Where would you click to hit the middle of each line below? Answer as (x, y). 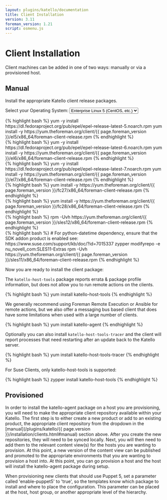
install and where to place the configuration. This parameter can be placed (82, 486)
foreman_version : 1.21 (29, 24)
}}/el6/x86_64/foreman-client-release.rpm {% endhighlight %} (69, 158)
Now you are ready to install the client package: (54, 269)
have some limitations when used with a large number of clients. (71, 314)
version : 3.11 (20, 19)
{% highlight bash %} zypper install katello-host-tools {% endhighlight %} (81, 379)
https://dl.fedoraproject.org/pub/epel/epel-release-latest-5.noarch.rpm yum (83, 126)
